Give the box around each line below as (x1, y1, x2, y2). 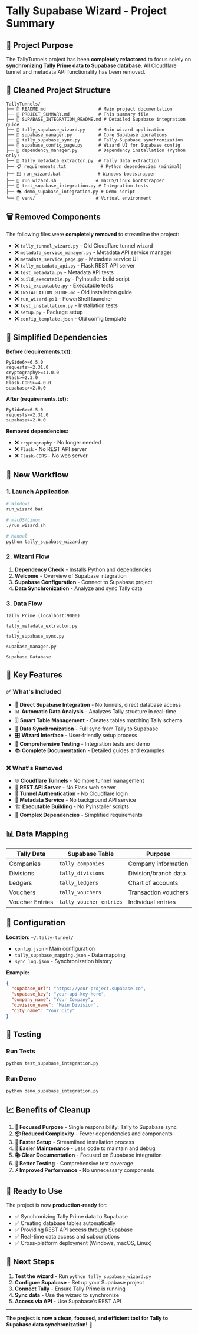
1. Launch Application (6, 488, 70, 496)
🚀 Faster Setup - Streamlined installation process (14, 1139, 134, 1146)
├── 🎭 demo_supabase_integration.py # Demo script (6, 189, 136, 195)
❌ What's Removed (6, 763, 62, 772)
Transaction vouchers (128, 888, 189, 897)
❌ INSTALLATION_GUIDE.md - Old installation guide (14, 288, 133, 295)
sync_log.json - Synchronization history (14, 957, 113, 964)
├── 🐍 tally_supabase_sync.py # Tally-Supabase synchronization (6, 137, 183, 143)
